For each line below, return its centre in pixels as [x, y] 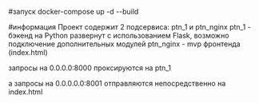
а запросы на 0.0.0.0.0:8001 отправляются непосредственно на [117, 83]
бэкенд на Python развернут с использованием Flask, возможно [119, 36]
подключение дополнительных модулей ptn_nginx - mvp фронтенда [125, 44]
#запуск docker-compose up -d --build [74, 12]
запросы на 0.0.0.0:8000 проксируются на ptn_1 [90, 68]
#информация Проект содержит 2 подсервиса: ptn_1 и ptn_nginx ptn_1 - [130, 27]
